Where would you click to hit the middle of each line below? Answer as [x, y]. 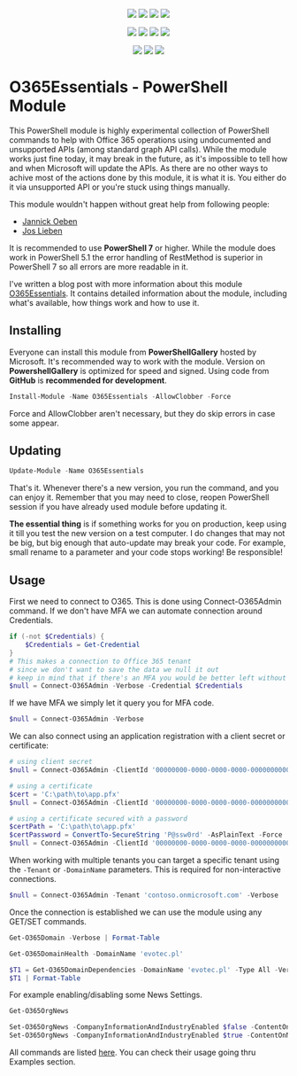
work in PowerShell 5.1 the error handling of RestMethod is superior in [136, 257]
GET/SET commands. [48, 921]
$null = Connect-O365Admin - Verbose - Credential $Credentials [126, 686]
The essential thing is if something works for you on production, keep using [148, 524]
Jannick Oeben [49, 221]
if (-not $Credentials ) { [57, 637]
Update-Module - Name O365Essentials [76, 471]
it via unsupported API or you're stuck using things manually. [120, 187]
